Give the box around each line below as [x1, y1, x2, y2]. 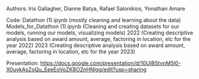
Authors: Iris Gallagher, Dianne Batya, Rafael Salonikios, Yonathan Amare [6, 5, 185, 12]
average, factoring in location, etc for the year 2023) [6, 48, 136, 55]
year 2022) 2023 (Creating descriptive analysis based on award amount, [6, 42, 185, 49]
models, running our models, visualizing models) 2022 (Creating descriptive [6, 29, 194, 36]
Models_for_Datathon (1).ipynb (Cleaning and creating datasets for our [6, 23, 179, 30]
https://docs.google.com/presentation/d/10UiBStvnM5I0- [40, 59, 181, 67]
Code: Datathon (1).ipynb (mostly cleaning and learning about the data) [6, 17, 181, 23]
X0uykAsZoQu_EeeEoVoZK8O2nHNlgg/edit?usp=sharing [6, 66, 147, 73]
